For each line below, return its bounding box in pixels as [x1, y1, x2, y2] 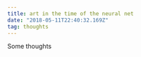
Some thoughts [7, 42, 51, 51]
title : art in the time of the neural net [7, 10, 134, 17]
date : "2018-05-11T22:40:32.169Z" [7, 17, 109, 24]
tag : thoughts [7, 23, 49, 30]
